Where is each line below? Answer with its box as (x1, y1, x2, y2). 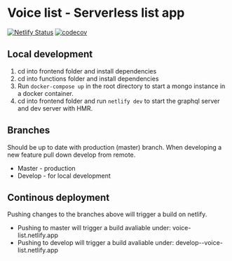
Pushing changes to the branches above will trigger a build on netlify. (7, 210, 207, 218)
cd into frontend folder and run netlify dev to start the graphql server (17, 97, 220, 105)
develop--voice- (175, 239, 223, 247)
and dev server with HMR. (17, 104, 93, 113)
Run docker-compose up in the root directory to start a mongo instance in (17, 82, 226, 90)
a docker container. (17, 89, 74, 97)
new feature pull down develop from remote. (7, 150, 136, 159)
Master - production (17, 164, 76, 172)
